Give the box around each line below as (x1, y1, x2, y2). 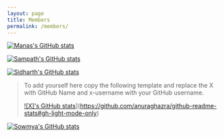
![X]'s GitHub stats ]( (23, 102, 81, 110)
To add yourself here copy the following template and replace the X (23, 82, 214, 90)
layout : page (7, 10, 44, 17)
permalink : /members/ (7, 23, 69, 29)
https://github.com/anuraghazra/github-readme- (79, 102, 217, 110)
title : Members (7, 16, 51, 23)
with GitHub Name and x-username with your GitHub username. (23, 88, 204, 97)
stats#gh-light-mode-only (23, 109, 97, 117)
